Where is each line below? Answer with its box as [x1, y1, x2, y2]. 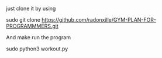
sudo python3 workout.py [6, 45, 68, 52]
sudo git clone [6, 16, 41, 23]
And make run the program [6, 34, 71, 40]
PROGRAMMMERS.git [6, 23, 58, 29]
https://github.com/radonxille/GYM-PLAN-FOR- [42, 16, 157, 23]
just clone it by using [6, 5, 56, 12]
